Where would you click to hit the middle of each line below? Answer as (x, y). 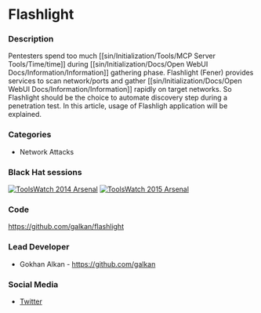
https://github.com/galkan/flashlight (66, 227)
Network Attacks (47, 151)
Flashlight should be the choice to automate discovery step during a (118, 98)
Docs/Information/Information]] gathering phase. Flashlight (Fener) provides (131, 73)
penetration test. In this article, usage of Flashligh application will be (118, 106)
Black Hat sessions (45, 172)
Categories (30, 135)
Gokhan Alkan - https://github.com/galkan (87, 264)
